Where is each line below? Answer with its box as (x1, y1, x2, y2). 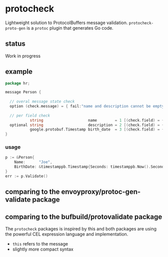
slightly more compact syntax (12, 246, 73, 252)
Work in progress (5, 53, 41, 59)
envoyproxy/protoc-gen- (61, 188, 141, 196)
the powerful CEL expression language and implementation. (5, 231, 128, 237)
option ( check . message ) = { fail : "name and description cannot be (9, 104, 151, 109)
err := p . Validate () (5, 174, 48, 179)
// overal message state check (9, 99, 75, 104)
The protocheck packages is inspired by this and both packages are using (5, 226, 156, 232)
